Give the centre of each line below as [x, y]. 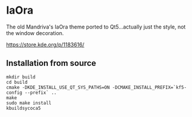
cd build [17, 82]
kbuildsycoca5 [24, 108]
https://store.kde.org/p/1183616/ [45, 45]
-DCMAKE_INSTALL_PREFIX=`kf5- [149, 87]
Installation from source [51, 63]
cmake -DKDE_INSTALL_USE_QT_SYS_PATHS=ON [58, 87]
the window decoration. [35, 33]
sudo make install [29, 103]
